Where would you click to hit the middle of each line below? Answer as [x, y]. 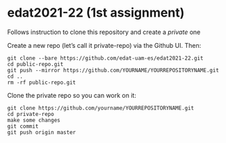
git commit [23, 126]
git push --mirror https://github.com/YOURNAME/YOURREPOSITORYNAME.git [113, 70]
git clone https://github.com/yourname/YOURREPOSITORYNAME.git [101, 108]
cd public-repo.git [35, 64]
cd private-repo [31, 114]
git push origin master [42, 132]
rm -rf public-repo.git [42, 82]
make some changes [34, 120]
